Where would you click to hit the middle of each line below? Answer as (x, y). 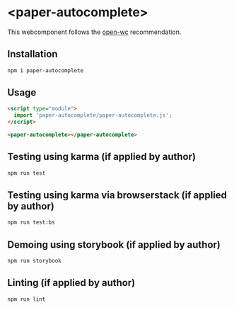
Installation (33, 54)
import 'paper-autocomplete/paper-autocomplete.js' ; (93, 115)
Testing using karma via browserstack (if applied (117, 195)
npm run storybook (34, 261)
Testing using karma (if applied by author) (102, 157)
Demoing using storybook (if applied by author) (114, 245)
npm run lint (27, 299)
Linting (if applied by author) (71, 283)
